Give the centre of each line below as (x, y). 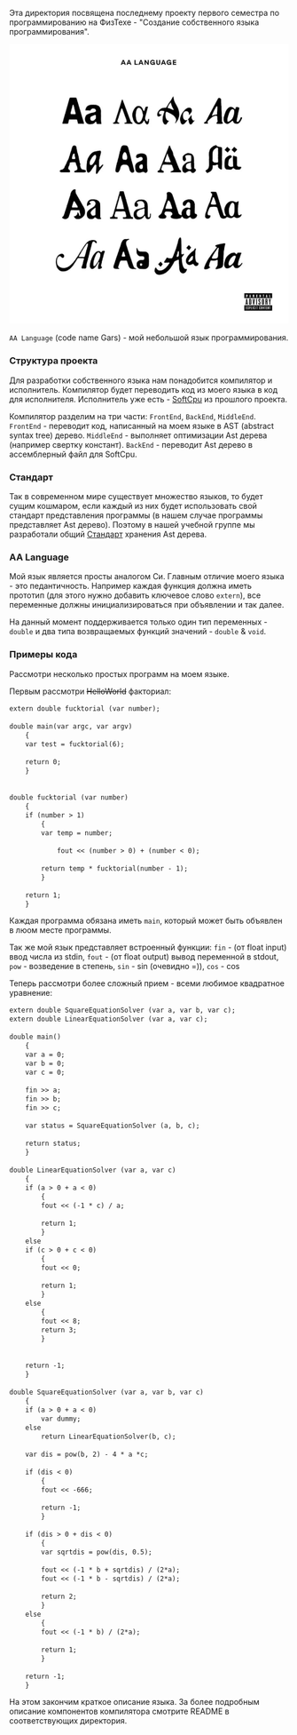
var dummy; (61, 1419)
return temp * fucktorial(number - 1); (115, 868)
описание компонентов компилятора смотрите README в (119, 1711)
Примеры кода (43, 655)
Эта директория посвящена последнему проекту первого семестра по (145, 13)
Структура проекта (54, 361)
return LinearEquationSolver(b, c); (109, 1437)
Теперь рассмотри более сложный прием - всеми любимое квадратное (147, 983)
